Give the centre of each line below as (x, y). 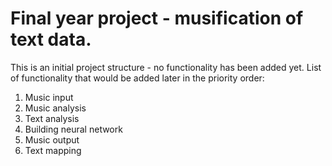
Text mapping (53, 150)
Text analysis (52, 118)
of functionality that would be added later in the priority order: (137, 78)
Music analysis (55, 108)
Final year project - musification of (157, 18)
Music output (52, 139)
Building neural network (73, 129)
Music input (49, 97)
